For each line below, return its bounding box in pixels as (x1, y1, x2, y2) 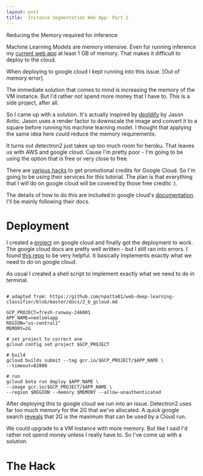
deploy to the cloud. (6, 56, 56, 63)
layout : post (6, 9, 39, 15)
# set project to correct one (6, 336, 83, 342)
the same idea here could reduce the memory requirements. (6, 130, 156, 137)
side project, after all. (6, 98, 59, 106)
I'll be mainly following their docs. (6, 198, 90, 205)
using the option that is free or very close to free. (6, 154, 129, 162)
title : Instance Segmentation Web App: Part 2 (6, 15, 129, 21)
